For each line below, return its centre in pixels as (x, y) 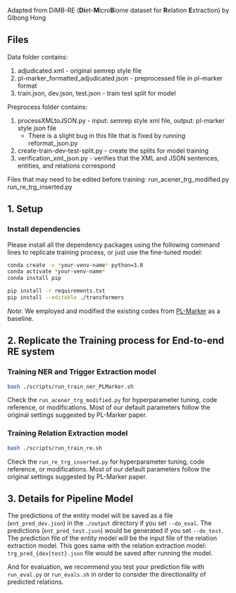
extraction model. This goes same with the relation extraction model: (107, 546)
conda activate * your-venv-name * (56, 271)
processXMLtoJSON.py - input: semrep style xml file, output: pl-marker (121, 120)
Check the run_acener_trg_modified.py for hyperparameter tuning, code (112, 400)
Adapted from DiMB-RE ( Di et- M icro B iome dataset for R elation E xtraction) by (118, 10)
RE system (31, 352)
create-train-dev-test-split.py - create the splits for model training (113, 151)
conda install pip (34, 278)
